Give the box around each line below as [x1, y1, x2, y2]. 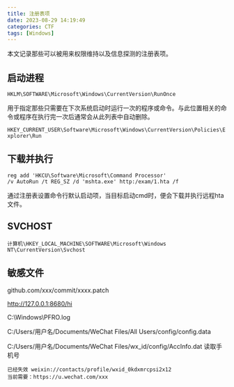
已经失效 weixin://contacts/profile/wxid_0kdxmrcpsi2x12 [7, 366, 172, 373]
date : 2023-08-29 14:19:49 [7, 17, 86, 24]
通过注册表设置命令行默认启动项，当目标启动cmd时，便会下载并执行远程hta [7, 191, 224, 199]
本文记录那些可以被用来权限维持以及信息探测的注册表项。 [7, 49, 172, 58]
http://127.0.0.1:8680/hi [7, 299, 72, 308]
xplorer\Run [7, 133, 42, 140]
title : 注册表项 [7, 10, 50, 17]
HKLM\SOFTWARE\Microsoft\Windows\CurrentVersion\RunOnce [7, 91, 176, 98]
